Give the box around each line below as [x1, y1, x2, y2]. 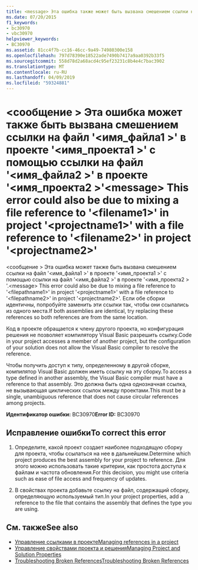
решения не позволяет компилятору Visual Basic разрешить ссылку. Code [6, 331, 192, 338]
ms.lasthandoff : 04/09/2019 [6, 75, 75, 80]
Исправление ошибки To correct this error [6, 428, 166, 438]
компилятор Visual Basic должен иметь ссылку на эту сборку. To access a [6, 368, 192, 375]
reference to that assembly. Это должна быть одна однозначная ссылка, [6, 380, 187, 387]
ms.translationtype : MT [6, 63, 65, 70]
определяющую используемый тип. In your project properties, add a [14, 493, 184, 500]
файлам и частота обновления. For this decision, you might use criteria [14, 468, 189, 476]
